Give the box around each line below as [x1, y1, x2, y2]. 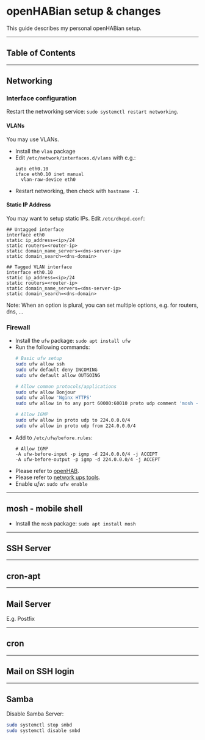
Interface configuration [6, 94, 77, 103]
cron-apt [6, 571, 41, 581]
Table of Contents [6, 48, 76, 59]
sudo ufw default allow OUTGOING [15, 372, 101, 378]
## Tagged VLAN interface [6, 264, 72, 270]
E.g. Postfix [6, 615, 35, 623]
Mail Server [6, 599, 51, 609]
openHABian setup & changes [6, 4, 161, 18]
